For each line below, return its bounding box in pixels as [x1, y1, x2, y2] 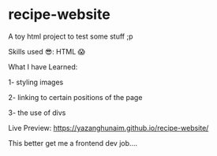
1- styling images [8, 77, 64, 87]
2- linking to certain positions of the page [8, 92, 143, 102]
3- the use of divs [8, 108, 66, 117]
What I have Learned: [8, 61, 78, 72]
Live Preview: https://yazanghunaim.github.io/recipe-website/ [8, 123, 209, 132]
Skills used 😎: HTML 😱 [8, 46, 85, 56]
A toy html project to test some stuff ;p [8, 32, 133, 41]
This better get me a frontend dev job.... [8, 138, 138, 147]
